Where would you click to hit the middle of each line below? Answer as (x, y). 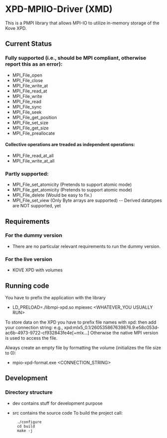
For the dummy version (34, 236)
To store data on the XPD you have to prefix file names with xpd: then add (81, 322)
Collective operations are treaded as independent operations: (70, 145)
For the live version (29, 259)
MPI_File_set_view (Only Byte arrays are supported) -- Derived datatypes (87, 200)
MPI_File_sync (27, 107)
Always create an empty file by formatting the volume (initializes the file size (83, 348)
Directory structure (29, 392)
